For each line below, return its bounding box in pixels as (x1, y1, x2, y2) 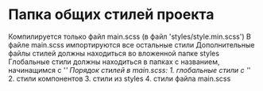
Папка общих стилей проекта (8, 6, 215, 24)
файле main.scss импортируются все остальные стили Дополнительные (8, 40, 255, 49)
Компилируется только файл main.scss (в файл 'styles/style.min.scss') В (8, 32, 252, 41)
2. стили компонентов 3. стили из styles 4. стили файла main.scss (8, 74, 231, 83)
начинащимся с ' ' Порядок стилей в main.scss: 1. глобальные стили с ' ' (8, 65, 251, 74)
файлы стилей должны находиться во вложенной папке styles (8, 48, 220, 58)
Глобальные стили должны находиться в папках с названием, (8, 57, 220, 66)
